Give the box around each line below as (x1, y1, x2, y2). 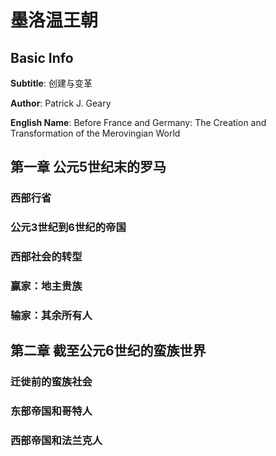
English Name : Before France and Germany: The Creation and (10, 117, 267, 128)
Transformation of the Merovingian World (10, 127, 181, 139)
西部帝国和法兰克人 (10, 434, 103, 448)
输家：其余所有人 (10, 309, 93, 322)
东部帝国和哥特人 (10, 404, 93, 418)
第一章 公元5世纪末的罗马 (10, 159, 167, 176)
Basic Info (10, 49, 74, 66)
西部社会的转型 (10, 250, 83, 264)
